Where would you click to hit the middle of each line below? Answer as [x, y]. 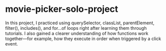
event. [12, 44]
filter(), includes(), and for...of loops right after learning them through [76, 28]
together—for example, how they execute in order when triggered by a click [83, 39]
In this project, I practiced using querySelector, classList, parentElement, [80, 23]
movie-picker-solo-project [62, 9]
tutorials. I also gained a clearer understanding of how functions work [77, 33]
